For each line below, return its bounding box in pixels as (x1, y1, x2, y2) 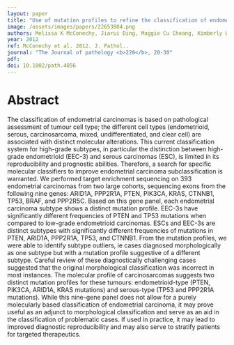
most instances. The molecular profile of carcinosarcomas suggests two (7, 270, 214, 279)
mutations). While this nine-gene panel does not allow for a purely (7, 293, 197, 301)
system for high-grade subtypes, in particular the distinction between (7, 144, 207, 153)
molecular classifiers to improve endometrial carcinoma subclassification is (7, 167, 223, 175)
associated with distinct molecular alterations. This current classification (7, 137, 214, 146)
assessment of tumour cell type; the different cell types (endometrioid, (7, 123, 210, 131)
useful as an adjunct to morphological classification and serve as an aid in (7, 307, 219, 316)
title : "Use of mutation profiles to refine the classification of (7, 17, 208, 24)
